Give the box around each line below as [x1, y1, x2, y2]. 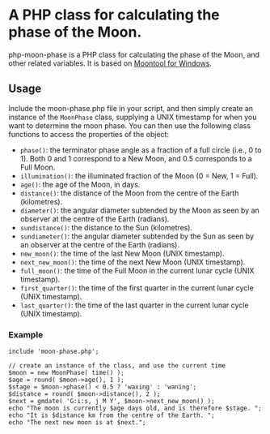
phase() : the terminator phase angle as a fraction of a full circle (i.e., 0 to [19, 144, 262, 155]
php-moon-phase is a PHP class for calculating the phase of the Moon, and [8, 49, 260, 59]
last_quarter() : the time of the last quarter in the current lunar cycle [19, 300, 249, 310]
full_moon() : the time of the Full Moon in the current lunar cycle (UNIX [19, 265, 255, 275]
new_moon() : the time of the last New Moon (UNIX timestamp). [19, 248, 225, 258]
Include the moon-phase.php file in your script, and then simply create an [8, 103, 253, 113]
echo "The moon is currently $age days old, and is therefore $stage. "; [8, 404, 263, 413]
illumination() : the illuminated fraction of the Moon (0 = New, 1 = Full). [19, 170, 259, 180]
